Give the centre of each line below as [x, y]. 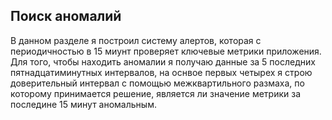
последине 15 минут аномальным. [83, 104]
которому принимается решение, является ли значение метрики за [156, 93]
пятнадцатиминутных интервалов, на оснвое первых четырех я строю [161, 72]
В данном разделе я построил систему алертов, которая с [136, 40]
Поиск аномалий [66, 16]
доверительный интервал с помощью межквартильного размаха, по [157, 83]
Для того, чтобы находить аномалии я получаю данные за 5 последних [163, 61]
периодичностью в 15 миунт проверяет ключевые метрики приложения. [166, 51]
